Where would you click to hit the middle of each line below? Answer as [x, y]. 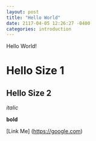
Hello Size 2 [29, 93]
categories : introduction [39, 29]
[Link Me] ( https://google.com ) [44, 131]
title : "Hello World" [34, 18]
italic [12, 108]
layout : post [23, 12]
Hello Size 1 [35, 71]
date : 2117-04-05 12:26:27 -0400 [48, 23]
